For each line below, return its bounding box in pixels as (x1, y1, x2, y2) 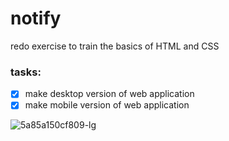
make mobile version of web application (24, 99, 190, 111)
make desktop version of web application (24, 88, 195, 100)
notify (10, 7, 62, 30)
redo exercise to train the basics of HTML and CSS (10, 40, 220, 52)
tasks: (10, 65, 42, 79)
